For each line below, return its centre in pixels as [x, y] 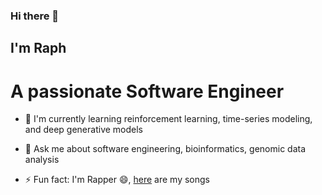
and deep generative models [83, 130]
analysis [42, 160]
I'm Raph [38, 48]
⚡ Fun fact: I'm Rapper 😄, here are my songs [117, 180]
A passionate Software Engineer [147, 91]
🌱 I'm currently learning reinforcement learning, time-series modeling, [168, 119]
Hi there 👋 [35, 16]
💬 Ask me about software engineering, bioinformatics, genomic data [165, 149]
